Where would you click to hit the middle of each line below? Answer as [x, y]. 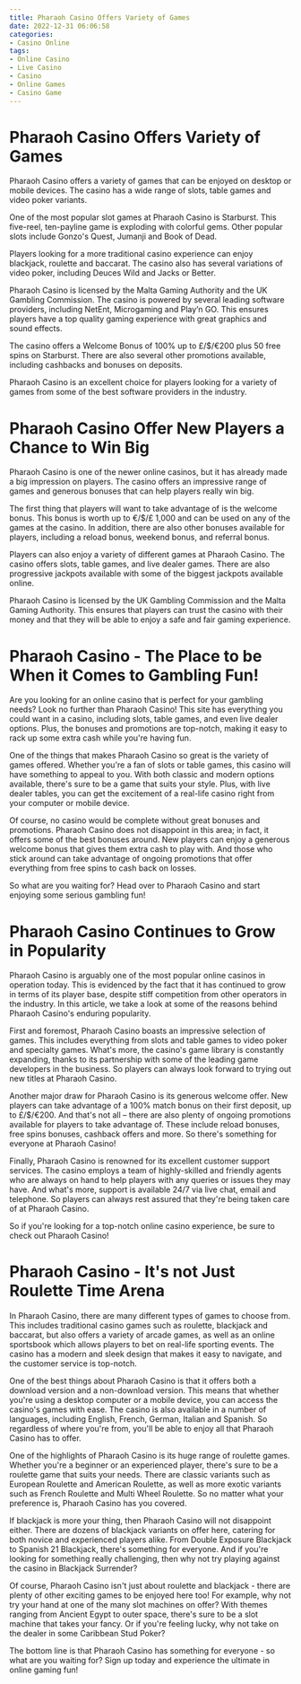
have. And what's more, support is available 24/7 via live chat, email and [142, 1189]
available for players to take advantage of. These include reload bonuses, [145, 1125]
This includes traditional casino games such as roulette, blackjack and [139, 1326]
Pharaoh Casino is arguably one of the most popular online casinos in [138, 976]
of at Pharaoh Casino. [49, 1209]
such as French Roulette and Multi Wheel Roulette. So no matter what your [146, 1494]
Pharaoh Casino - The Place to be [136, 656]
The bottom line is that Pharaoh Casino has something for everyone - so [142, 1651]
